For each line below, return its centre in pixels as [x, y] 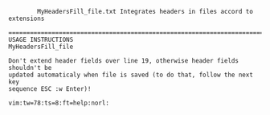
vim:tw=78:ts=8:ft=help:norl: [59, 103]
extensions [27, 18]
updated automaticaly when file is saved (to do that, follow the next [131, 75]
